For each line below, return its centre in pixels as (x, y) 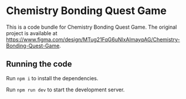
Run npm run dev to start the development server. (65, 90)
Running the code (39, 64)
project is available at (32, 33)
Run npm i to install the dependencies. (52, 78)
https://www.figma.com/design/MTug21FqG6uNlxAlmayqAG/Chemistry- (93, 39)
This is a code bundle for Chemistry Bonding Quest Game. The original (92, 27)
